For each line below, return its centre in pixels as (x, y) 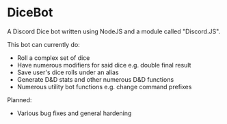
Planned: (19, 99)
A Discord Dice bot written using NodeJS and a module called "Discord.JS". (114, 31)
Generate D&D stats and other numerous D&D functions (95, 79)
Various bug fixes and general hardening (74, 113)
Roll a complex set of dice (53, 58)
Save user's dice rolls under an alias (68, 72)
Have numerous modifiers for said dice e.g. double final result (104, 65)
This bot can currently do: (43, 44)
